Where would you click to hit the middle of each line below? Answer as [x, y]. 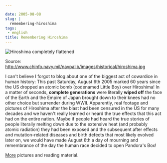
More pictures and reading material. [42, 155]
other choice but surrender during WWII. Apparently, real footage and [77, 103]
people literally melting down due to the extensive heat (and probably [77, 124]
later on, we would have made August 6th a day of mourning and [72, 140]
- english [17, 33]
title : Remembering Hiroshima [37, 37]
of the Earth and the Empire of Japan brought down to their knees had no [80, 97]
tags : [11, 28]
